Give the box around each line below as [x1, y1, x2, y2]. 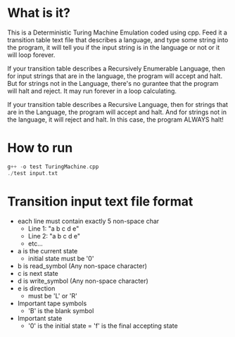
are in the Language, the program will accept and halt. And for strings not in [7, 108, 227, 116]
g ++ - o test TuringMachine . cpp [7, 163, 99, 170]
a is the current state [17, 246, 78, 255]
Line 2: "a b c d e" [27, 231, 81, 240]
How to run [7, 140, 73, 156]
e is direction [17, 284, 56, 293]
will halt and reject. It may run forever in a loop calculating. [7, 87, 177, 95]
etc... [27, 239, 44, 248]
